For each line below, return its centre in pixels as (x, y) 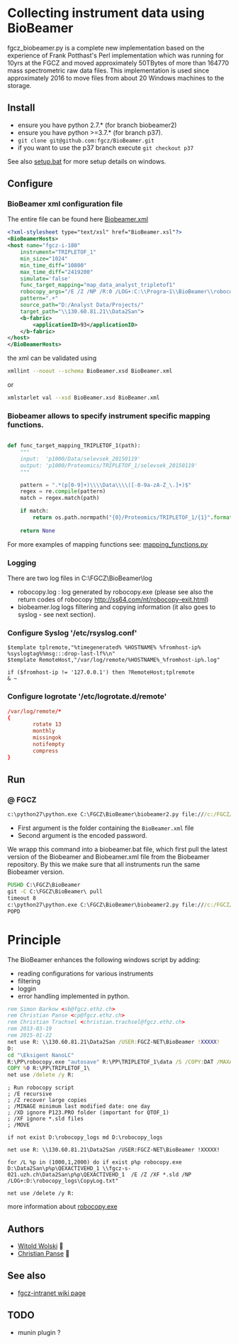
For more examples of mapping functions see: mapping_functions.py (108, 544)
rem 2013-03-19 (30, 1029)
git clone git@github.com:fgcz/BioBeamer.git (86, 141)
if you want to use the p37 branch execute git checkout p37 (106, 148)
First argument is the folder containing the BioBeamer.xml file (106, 828)
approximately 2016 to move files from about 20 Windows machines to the (116, 78)
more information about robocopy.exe (63, 1207)
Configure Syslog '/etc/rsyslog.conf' (72, 633)
